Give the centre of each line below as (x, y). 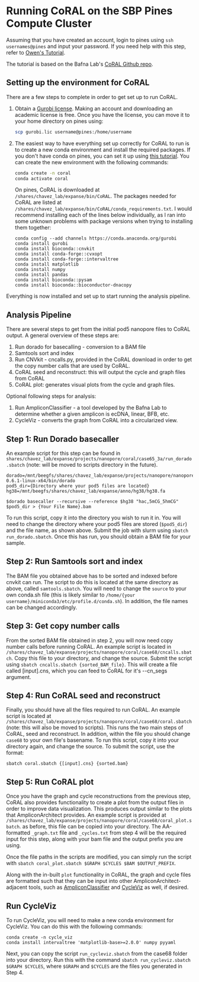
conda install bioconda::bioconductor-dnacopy (73, 285)
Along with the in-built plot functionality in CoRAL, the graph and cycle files (99, 875)
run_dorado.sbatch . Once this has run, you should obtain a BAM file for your (99, 537)
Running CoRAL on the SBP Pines (89, 11)
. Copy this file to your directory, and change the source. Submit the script (102, 658)
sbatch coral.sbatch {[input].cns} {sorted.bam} (67, 764)
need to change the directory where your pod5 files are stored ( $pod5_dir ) (97, 524)
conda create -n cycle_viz (39, 938)
